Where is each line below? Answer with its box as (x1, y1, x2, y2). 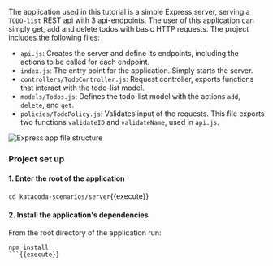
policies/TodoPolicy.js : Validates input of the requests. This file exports (19, 109, 266, 118)
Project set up (8, 153, 65, 165)
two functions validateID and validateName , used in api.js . (19, 118, 219, 127)
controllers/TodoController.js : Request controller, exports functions (19, 75, 254, 84)
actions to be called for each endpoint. (19, 57, 150, 66)
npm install (8, 243, 49, 252)
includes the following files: (8, 32, 100, 42)
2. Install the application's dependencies (8, 210, 149, 220)
